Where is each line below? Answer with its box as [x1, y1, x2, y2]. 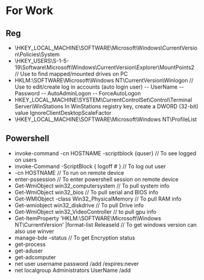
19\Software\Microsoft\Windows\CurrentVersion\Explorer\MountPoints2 [14, 64, 195, 71]
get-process [14, 240, 46, 248]
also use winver [14, 227, 54, 235]
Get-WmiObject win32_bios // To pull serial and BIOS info [14, 188, 159, 196]
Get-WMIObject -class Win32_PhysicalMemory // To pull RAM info [14, 195, 181, 202]
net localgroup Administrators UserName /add [14, 267, 131, 274]
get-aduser [14, 247, 43, 254]
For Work [5, 4, 53, 18]
